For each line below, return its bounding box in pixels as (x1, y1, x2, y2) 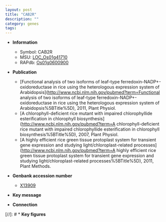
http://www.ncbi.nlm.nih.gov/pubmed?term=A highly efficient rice (21, 148, 156, 153)
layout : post (5, 7, 32, 12)
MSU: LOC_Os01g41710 (19, 54, 68, 60)
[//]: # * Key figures (5, 212, 46, 218)
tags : (5, 26, 16, 31)
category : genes (5, 21, 39, 26)
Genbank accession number (12, 173, 72, 179)
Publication (12, 69, 37, 75)
